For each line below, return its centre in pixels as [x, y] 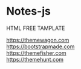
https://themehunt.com [35, 59]
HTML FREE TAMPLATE [36, 28]
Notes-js [29, 11]
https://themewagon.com [38, 40]
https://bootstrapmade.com [40, 46]
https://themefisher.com [36, 53]
